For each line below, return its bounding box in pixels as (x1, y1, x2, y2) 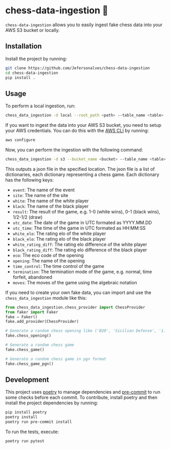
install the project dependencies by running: (5, 400, 98, 406)
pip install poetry (5, 410, 47, 415)
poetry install (5, 415, 38, 420)
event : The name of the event (12, 187, 75, 193)
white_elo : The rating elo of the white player (12, 230, 106, 237)
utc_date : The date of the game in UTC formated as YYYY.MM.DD (12, 219, 152, 225)
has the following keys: (5, 177, 54, 183)
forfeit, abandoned (12, 274, 53, 280)
